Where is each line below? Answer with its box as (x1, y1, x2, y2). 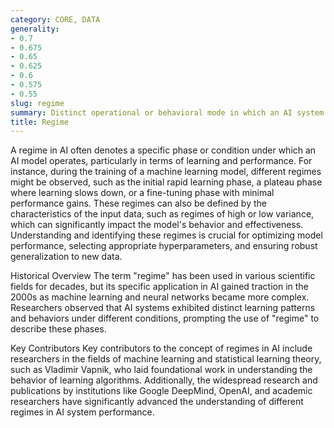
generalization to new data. (10, 251, 123, 263)
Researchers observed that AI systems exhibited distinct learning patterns (10, 302, 316, 314)
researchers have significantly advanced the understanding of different (10, 396, 304, 408)
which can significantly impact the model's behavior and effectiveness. (10, 219, 304, 231)
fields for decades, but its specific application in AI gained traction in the (10, 281, 309, 293)
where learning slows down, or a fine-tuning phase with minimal (10, 187, 275, 199)
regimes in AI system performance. (10, 406, 155, 418)
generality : (10, 24, 60, 34)
